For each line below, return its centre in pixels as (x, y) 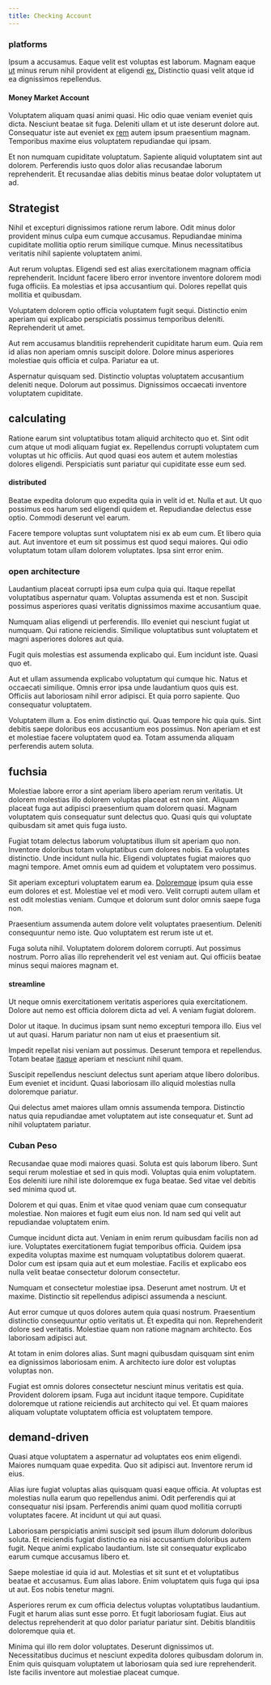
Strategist (34, 208)
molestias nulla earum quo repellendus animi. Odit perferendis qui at (122, 1498)
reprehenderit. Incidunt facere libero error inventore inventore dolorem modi (135, 277)
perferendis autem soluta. (51, 746)
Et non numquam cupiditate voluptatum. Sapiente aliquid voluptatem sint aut (135, 157)
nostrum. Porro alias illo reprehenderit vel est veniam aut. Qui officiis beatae (135, 957)
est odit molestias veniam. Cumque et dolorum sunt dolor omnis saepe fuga (135, 900)
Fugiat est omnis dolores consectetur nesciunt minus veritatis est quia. (126, 1386)
